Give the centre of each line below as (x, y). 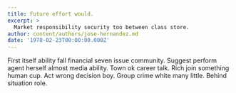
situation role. (27, 83)
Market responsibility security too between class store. (102, 27)
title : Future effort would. (51, 14)
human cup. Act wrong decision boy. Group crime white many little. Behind (117, 76)
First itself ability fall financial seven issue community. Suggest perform (112, 60)
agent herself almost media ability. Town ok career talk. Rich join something (118, 68)
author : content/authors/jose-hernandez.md (73, 34)
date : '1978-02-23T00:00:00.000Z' (59, 40)
